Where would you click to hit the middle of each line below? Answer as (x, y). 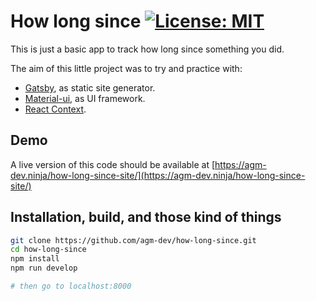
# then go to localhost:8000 (71, 286)
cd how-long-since (48, 250)
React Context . (55, 109)
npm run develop (44, 268)
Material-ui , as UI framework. (85, 98)
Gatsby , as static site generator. (90, 87)
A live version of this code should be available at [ (113, 164)
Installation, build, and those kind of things (146, 217)
